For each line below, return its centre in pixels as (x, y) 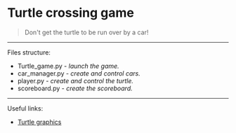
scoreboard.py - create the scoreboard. (75, 88)
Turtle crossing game (71, 13)
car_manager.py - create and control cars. (79, 73)
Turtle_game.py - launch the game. (68, 66)
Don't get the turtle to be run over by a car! (86, 32)
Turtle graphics (39, 122)
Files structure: (29, 52)
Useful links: (25, 108)
